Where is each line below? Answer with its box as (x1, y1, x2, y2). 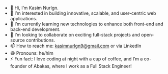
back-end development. (10, 26, 61, 32)
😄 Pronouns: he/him (10, 50, 53, 56)
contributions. (25, 37, 55, 43)
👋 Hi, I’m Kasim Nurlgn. (10, 5, 59, 11)
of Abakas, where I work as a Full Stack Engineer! (27, 63, 132, 69)
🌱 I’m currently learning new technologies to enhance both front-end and (10, 21, 163, 27)
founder (10, 63, 27, 69)
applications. (10, 16, 37, 21)
